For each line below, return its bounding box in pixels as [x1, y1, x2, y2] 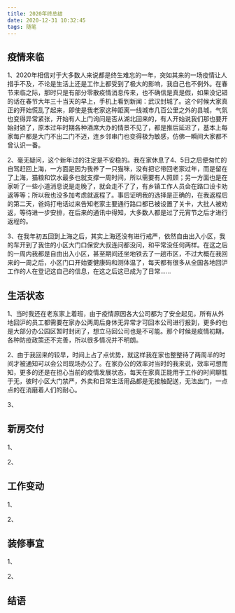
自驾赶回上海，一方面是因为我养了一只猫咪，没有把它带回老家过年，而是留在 [7, 165, 228, 173]
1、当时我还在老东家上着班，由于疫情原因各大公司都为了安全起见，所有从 [7, 310, 218, 317]
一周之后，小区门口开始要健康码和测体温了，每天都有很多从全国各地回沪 [19, 259, 228, 267]
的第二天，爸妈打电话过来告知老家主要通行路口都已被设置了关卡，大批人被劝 [7, 200, 228, 208]
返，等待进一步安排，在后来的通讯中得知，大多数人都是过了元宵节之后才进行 [7, 208, 228, 217]
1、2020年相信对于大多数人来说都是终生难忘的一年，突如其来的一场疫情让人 [7, 71, 227, 79]
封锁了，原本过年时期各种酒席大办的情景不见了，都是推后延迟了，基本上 [13, 123, 222, 132]
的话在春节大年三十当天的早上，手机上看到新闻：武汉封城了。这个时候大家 [7, 97, 222, 106]
